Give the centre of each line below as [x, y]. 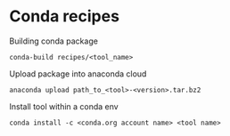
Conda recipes [65, 16]
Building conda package [53, 41]
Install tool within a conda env [64, 106]
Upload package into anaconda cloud [78, 74]
